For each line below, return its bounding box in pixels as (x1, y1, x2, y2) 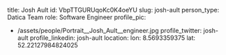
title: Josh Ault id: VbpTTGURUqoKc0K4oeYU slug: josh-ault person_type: (7, 6, 220, 14)
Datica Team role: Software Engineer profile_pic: (7, 13, 146, 21)
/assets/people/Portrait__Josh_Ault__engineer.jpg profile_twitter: (17, 27, 202, 34)
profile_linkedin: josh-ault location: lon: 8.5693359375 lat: (30, 34, 196, 42)
